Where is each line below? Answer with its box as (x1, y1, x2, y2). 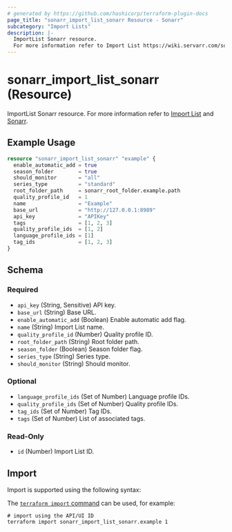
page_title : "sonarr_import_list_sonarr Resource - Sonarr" (7, 17, 184, 23)
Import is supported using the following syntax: (7, 485, 142, 494)
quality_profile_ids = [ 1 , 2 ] (13, 226, 104, 233)
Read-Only (7, 431, 45, 441)
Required (7, 285, 39, 294)
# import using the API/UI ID (7, 512, 95, 519)
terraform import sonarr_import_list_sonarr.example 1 (7, 518, 168, 525)
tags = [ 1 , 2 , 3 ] (13, 219, 113, 227)
